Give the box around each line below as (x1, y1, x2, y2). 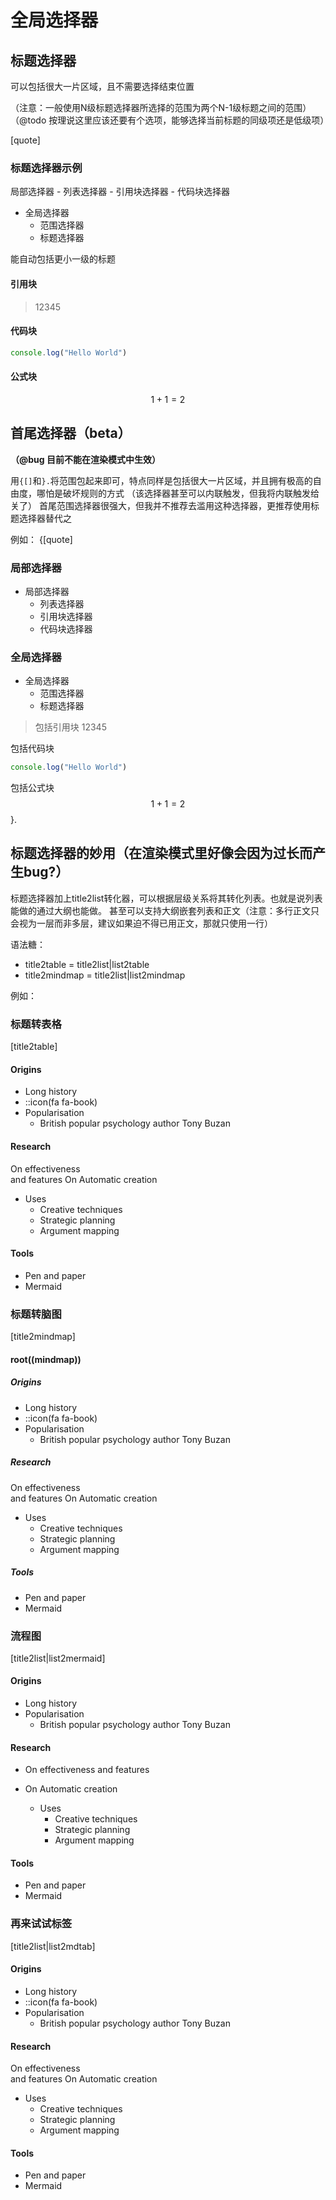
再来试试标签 (10, 1917, 73, 1931)
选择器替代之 (18, 512, 72, 524)
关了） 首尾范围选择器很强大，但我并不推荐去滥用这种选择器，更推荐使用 (10, 499, 311, 511)
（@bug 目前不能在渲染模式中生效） (10, 453, 161, 465)
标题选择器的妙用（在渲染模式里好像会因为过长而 (10, 845, 313, 862)
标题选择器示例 (10, 161, 83, 175)
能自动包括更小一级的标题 (10, 253, 116, 265)
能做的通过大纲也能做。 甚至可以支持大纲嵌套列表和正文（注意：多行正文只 (10, 904, 320, 916)
